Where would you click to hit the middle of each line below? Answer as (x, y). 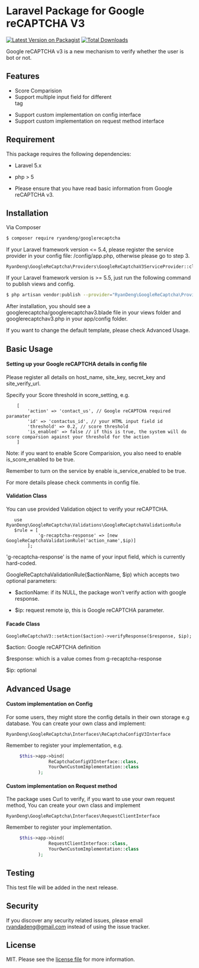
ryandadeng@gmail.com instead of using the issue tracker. (78, 927)
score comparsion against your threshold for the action (78, 437)
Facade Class (23, 624)
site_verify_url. (23, 383)
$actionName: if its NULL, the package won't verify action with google (100, 592)
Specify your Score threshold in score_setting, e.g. (68, 395)
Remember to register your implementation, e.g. (65, 745)
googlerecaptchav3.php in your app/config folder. (67, 319)
